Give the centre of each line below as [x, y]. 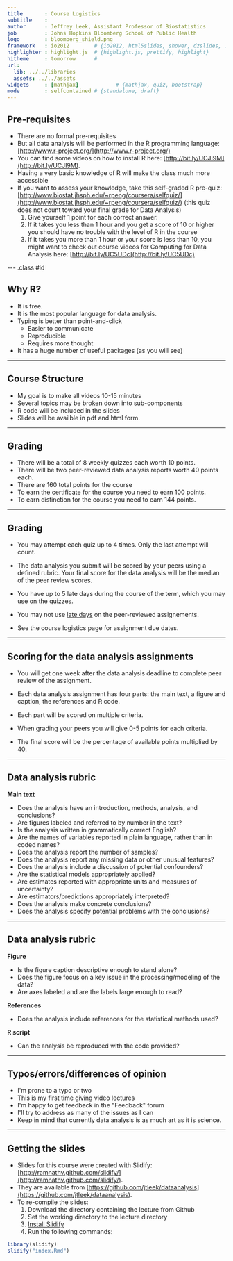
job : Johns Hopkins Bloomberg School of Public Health [102, 33]
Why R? [24, 289]
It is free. [30, 306]
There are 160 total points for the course [75, 485]
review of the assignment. [54, 681]
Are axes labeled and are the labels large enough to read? [100, 991]
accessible [33, 180]
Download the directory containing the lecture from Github [111, 1210]
